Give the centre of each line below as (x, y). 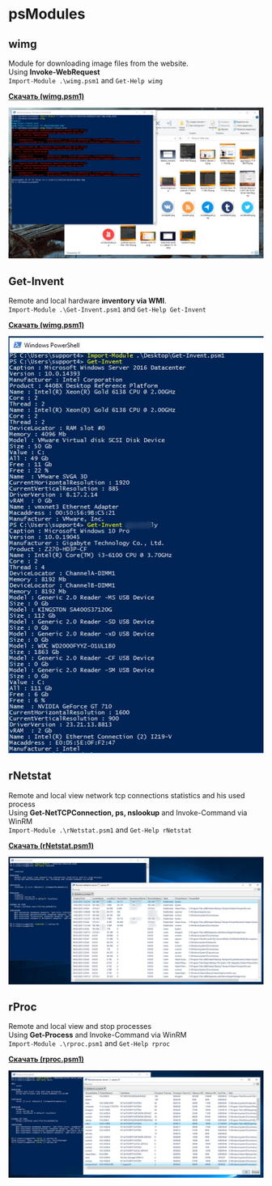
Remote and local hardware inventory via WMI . (88, 301)
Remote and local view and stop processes (80, 1027)
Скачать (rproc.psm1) (46, 1059)
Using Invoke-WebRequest (54, 72)
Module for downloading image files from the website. (98, 63)
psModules (47, 14)
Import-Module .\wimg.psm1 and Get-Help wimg (86, 81)
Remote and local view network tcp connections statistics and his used (127, 795)
